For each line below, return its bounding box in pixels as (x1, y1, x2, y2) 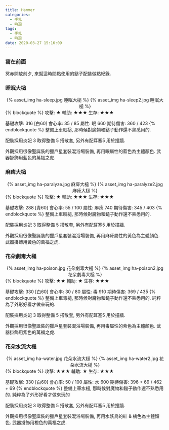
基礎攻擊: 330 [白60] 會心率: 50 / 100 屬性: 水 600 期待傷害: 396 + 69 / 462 (5, 379, 162, 385)
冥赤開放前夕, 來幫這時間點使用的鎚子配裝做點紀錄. (5, 70, 111, 77)
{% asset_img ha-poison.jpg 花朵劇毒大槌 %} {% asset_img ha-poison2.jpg (7, 265, 163, 271)
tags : (5, 26, 17, 31)
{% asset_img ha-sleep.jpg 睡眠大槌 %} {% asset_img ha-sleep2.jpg (7, 97, 149, 103)
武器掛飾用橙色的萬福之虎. (12, 419, 67, 426)
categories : (5, 12, 30, 17)
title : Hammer (5, 7, 35, 13)
